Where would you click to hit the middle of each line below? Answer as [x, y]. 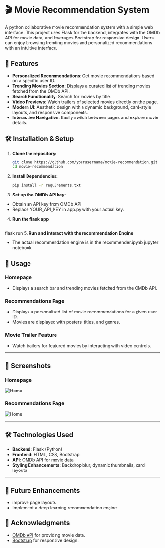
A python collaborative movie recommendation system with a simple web [79, 27]
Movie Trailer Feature [31, 335]
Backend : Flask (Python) [37, 449]
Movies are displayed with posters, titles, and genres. [66, 322]
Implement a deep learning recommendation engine [65, 508]
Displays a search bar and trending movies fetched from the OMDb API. [84, 288]
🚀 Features [22, 63]
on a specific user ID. [34, 80]
